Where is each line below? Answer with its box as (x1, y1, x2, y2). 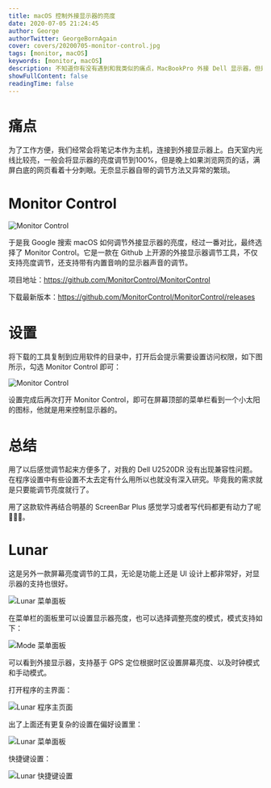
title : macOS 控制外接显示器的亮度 (8, 11, 115, 20)
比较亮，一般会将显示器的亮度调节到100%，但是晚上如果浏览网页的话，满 (15, 155, 261, 165)
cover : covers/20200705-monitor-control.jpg (8, 42, 161, 50)
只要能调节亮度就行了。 (15, 485, 94, 494)
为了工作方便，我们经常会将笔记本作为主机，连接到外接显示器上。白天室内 (8, 145, 256, 155)
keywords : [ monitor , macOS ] (8, 57, 103, 66)
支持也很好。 (29, 579, 73, 589)
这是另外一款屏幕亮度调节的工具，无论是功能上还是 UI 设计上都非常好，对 (8, 569, 253, 578)
